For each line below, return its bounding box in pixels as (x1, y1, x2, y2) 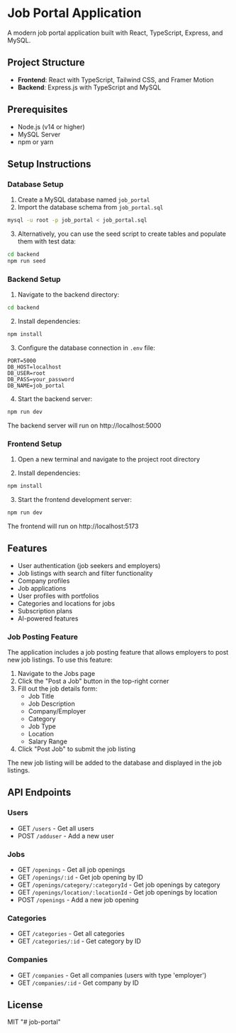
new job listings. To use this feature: (7, 655, 113, 664)
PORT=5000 (7, 357, 37, 364)
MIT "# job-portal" (7, 1017, 62, 1027)
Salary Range (28, 737, 67, 745)
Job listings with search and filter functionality (17, 569, 153, 577)
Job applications (17, 584, 67, 592)
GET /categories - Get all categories (17, 929, 125, 938)
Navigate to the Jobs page (17, 669, 96, 677)
